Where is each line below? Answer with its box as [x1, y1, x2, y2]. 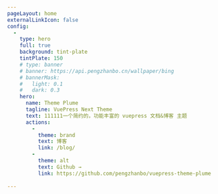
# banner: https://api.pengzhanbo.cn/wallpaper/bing [19, 67, 175, 74]
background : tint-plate [19, 49, 88, 56]
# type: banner [19, 61, 63, 68]
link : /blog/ [37, 144, 76, 151]
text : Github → [37, 163, 81, 171]
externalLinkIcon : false [7, 17, 79, 23]
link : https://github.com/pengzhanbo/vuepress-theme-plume [37, 170, 212, 177]
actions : [25, 118, 51, 126]
